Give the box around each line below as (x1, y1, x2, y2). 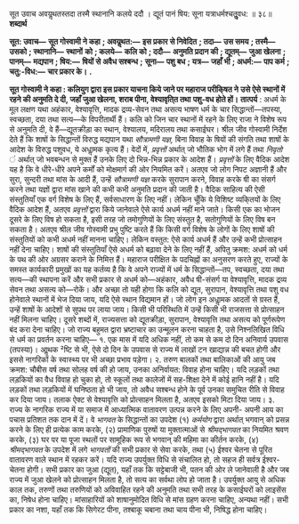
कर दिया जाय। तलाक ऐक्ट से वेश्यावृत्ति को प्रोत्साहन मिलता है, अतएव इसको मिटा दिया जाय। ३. (9, 394, 276, 405)
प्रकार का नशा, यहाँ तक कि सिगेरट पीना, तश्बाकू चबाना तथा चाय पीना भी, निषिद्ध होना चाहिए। (9, 504, 268, 515)
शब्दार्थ (9, 19, 28, 28)
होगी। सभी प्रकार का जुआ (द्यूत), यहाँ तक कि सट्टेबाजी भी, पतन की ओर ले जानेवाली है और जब (26, 464, 289, 475)
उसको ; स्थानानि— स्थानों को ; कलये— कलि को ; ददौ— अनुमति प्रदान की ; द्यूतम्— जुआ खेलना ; (9, 46, 287, 57)
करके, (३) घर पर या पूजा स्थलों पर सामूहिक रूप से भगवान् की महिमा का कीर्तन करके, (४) (9, 434, 260, 445)
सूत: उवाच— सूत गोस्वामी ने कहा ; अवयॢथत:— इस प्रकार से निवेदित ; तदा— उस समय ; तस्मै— (9, 36, 276, 46)
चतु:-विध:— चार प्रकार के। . (9, 67, 93, 77)
